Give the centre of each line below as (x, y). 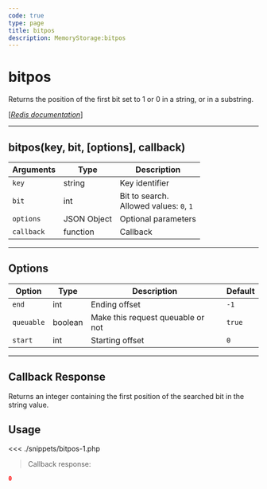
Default (240, 291)
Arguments (34, 170)
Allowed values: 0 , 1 (156, 206)
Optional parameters (158, 219)
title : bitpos (32, 30)
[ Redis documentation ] (46, 115)
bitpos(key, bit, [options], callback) (97, 147)
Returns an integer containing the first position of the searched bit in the (126, 396)
